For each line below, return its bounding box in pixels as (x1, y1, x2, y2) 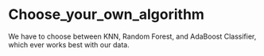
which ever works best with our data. (8, 39, 130, 49)
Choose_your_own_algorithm (8, 6, 205, 24)
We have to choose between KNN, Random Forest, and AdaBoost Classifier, (8, 32, 257, 41)
